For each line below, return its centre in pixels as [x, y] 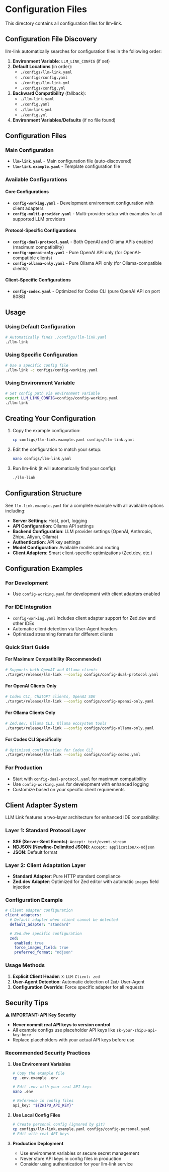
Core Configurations [27, 191]
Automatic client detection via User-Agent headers [65, 628]
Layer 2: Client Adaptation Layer [46, 865]
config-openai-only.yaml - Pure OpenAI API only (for [67, 252]
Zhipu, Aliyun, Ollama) [35, 537]
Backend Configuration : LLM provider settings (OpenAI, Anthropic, [82, 531]
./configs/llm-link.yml [45, 83]
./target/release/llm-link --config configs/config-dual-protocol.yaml [82, 674]
